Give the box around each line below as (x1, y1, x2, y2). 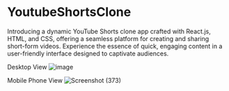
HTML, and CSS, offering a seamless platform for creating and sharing (7, 34, 210, 42)
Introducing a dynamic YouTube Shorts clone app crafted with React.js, (7, 27, 211, 35)
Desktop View (7, 63, 47, 71)
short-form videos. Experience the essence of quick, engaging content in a (7, 42, 223, 50)
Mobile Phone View (7, 76, 63, 84)
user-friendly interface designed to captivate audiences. (7, 49, 169, 58)
